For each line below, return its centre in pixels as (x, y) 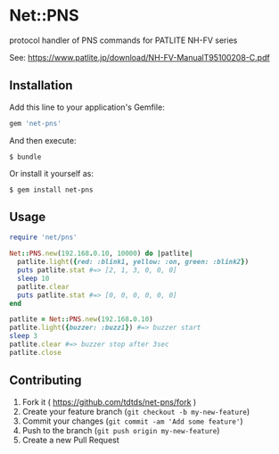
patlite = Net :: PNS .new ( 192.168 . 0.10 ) (81, 319)
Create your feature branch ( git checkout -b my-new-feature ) (136, 411)
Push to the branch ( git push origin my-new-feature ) (121, 430)
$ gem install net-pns (51, 190)
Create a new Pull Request (71, 440)
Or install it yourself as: (51, 173)
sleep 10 (33, 278)
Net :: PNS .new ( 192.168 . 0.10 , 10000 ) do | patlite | (101, 254)
